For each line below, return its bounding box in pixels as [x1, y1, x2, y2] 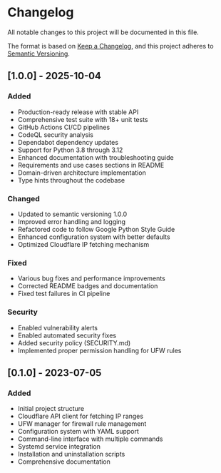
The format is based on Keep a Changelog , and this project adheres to [7, 41, 214, 50]
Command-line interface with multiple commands [17, 434, 163, 443]
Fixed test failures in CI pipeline [17, 290, 110, 298]
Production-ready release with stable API [17, 108, 139, 116]
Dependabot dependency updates [17, 138, 119, 146]
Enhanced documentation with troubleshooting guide [17, 153, 174, 161]
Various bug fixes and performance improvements [17, 274, 165, 283]
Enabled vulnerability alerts [17, 323, 98, 332]
